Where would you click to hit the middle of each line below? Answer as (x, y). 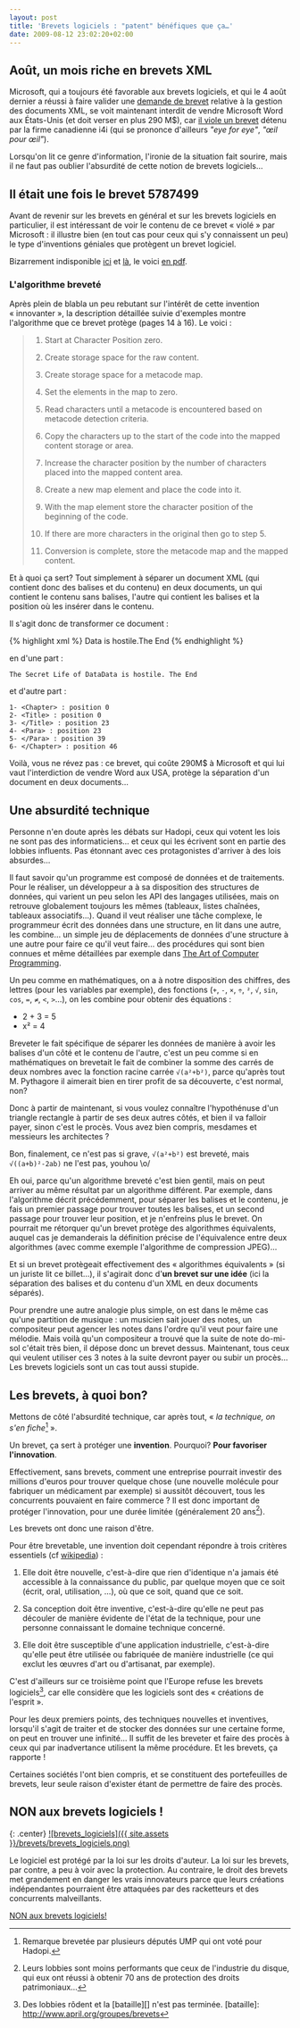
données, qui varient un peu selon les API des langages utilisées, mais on (144, 897)
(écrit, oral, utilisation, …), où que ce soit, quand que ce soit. (133, 1591)
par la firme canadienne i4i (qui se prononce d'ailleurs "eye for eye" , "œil (144, 129)
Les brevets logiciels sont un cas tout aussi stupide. (104, 1367)
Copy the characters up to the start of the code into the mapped (162, 436)
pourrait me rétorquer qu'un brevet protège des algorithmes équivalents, (143, 1228)
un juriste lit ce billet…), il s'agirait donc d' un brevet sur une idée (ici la (139, 1274)
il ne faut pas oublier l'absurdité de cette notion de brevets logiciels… (136, 166)
